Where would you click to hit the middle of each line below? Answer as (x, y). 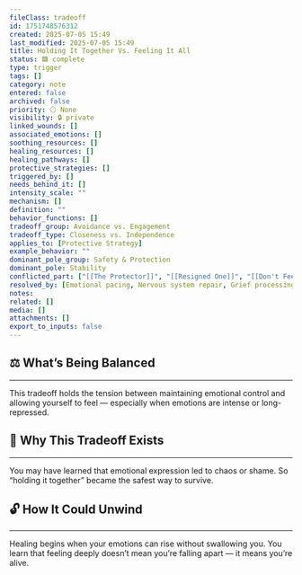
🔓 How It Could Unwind (76, 510)
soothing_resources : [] (54, 143)
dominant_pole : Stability (58, 269)
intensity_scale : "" (48, 193)
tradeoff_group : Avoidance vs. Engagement (90, 226)
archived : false (40, 101)
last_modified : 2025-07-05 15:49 (72, 43)
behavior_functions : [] (54, 218)
